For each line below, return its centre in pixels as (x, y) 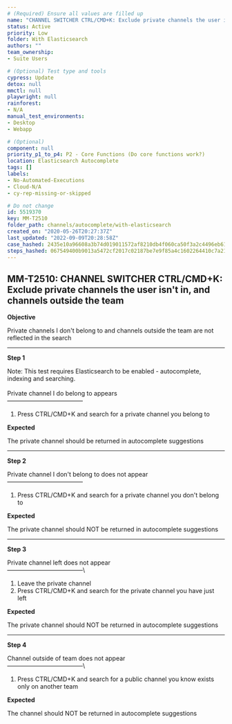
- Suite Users (28, 59)
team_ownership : (30, 53)
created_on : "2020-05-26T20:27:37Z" (60, 231)
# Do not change (30, 206)
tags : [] (20, 168)
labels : (18, 174)
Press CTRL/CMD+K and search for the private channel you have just (116, 591)
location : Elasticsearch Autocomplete (63, 161)
